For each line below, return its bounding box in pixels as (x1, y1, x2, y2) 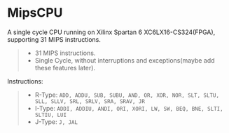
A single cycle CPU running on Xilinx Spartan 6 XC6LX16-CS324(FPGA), (7, 28, 216, 36)
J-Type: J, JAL (34, 117, 78, 126)
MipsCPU (7, 5, 63, 21)
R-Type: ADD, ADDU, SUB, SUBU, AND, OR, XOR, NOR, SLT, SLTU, (34, 91, 219, 99)
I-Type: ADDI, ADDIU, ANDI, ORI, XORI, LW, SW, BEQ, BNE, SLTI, (34, 104, 223, 112)
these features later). (34, 63, 96, 72)
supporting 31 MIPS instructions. (7, 35, 102, 43)
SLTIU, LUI (34, 111, 67, 118)
